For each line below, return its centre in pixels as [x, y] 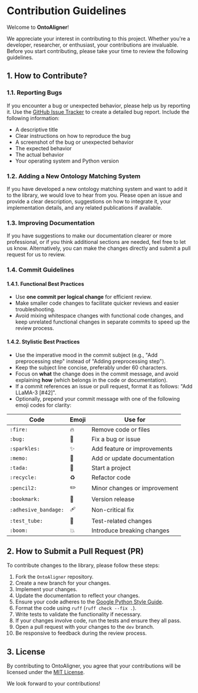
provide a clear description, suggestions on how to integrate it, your [89, 201]
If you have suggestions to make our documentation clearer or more [89, 236]
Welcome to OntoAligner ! [38, 27]
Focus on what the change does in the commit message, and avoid [97, 374]
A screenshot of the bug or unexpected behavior [74, 142]
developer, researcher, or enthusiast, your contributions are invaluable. [93, 45]
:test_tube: [27, 521]
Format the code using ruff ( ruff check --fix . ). [76, 608]
